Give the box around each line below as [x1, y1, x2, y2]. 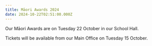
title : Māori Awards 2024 [5, 7, 59, 12]
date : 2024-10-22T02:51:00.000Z [5, 12, 72, 17]
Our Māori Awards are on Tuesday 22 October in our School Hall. [5, 25, 139, 31]
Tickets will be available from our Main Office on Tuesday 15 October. [5, 35, 148, 41]
